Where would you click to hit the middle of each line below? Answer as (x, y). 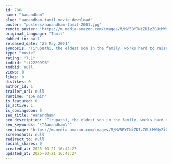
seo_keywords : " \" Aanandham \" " (39, 125)
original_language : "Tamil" (35, 34)
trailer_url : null (25, 91)
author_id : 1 (19, 86)
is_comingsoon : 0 (24, 111)
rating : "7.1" (20, 58)
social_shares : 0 (24, 144)
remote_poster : (21, 29)
